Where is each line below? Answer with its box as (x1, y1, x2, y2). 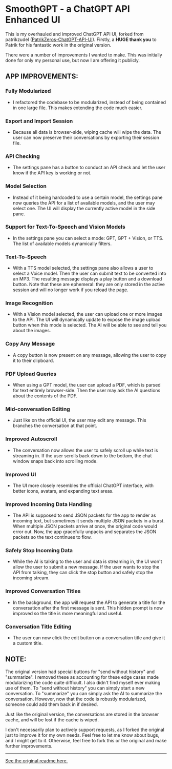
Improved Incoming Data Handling (5, 500, 92, 508)
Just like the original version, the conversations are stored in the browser (5, 711, 159, 717)
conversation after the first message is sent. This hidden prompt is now (12, 604, 163, 611)
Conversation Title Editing (5, 623, 72, 630)
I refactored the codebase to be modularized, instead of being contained (12, 99, 166, 105)
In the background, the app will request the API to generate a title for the (12, 599, 165, 605)
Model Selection (5, 183, 47, 190)
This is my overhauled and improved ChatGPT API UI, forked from (5, 31, 144, 37)
